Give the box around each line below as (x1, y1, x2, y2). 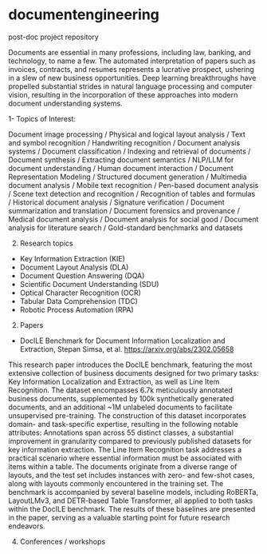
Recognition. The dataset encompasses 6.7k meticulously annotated (8, 385, 234, 395)
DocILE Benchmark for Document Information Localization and (19, 336, 226, 345)
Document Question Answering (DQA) (19, 270, 145, 281)
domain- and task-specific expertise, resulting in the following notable (8, 419, 239, 428)
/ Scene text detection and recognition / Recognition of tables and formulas (8, 189, 256, 198)
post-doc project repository (8, 32, 100, 42)
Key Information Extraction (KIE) (19, 253, 126, 263)
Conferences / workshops (19, 536, 106, 546)
